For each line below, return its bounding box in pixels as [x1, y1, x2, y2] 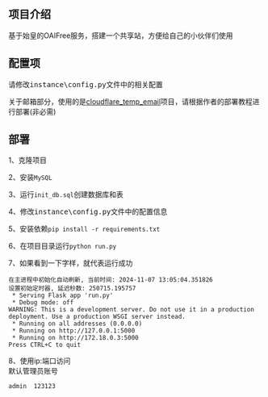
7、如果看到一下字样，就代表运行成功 [8, 258, 133, 268]
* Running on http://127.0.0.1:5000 [11, 327, 136, 335]
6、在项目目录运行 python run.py [8, 241, 117, 251]
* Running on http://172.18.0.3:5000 [11, 334, 139, 342]
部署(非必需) [15, 107, 57, 116]
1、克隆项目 [8, 156, 47, 165]
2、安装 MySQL [8, 173, 52, 182]
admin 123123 [8, 382, 57, 391]
